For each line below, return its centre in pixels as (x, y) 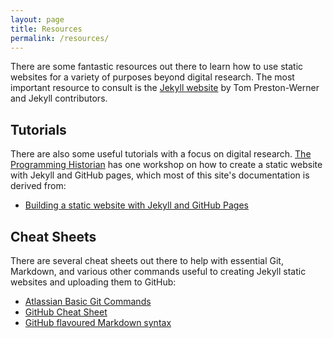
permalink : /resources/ (60, 38)
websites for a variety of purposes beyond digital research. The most (152, 77)
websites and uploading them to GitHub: (93, 282)
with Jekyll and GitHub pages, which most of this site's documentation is (160, 175)
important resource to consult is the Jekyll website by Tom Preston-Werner (165, 88)
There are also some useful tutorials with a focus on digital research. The (161, 154)
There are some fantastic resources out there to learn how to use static (157, 67)
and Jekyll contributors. (59, 98)
